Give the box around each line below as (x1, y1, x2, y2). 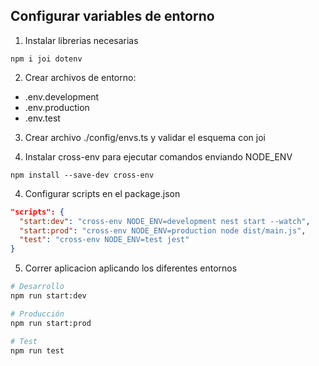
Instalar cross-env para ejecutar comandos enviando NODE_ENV (24, 150, 293, 163)
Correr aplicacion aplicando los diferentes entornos (24, 262, 238, 274)
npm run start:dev (10, 291, 87, 301)
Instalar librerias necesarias (24, 34, 139, 46)
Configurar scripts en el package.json (24, 187, 181, 199)
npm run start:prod (10, 318, 92, 328)
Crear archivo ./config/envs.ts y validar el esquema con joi (24, 131, 266, 143)
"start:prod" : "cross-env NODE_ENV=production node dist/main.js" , (19, 225, 307, 236)
